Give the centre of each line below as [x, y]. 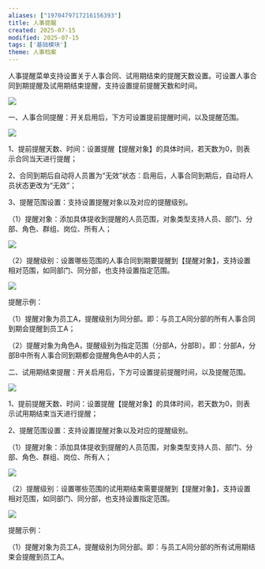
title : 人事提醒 [32, 23]
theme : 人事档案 [32, 52]
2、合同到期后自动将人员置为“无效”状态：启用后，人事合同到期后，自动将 [127, 175]
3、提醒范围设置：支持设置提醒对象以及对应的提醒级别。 [100, 202]
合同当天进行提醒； [46, 158]
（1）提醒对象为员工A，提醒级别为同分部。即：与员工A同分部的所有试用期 [129, 547]
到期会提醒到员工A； [42, 328]
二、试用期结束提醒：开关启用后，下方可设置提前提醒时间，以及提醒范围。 [129, 372]
